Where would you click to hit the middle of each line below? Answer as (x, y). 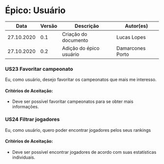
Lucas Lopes (131, 37)
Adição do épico (81, 48)
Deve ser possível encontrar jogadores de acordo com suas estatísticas (84, 152)
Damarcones (131, 48)
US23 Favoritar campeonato (39, 69)
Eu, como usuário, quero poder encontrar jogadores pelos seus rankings (78, 130)
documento (75, 40)
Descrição (87, 26)
